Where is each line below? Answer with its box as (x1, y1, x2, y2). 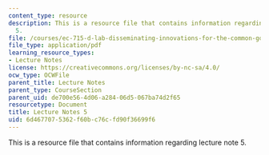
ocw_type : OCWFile (8, 71, 70, 79)
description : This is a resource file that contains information (8, 19, 231, 27)
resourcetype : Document (8, 101, 88, 109)
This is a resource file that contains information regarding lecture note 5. (8, 137, 247, 147)
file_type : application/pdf (8, 42, 102, 50)
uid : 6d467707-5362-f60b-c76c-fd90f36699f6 (8, 116, 156, 124)
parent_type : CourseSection (8, 85, 102, 94)
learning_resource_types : (8, 49, 94, 57)
